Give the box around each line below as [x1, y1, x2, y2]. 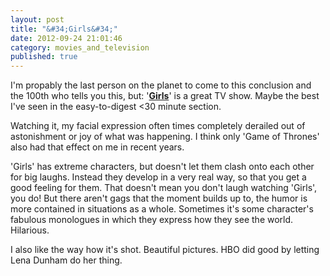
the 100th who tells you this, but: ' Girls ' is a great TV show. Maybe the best [10, 90, 320, 102]
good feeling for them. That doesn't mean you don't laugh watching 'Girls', [10, 182, 318, 194]
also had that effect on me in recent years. [10, 141, 185, 153]
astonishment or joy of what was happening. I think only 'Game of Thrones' [10, 131, 320, 143]
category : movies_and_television [10, 42, 150, 53]
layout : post [10, 14, 65, 25]
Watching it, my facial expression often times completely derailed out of [10, 120, 306, 132]
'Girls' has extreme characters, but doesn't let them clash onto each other [10, 161, 315, 173]
